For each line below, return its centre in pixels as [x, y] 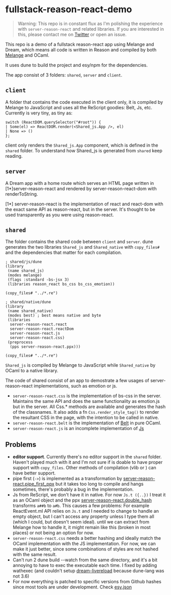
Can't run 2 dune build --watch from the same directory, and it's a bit [85, 560]
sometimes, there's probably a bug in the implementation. [73, 489]
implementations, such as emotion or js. [76, 386]
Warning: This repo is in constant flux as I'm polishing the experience [90, 23]
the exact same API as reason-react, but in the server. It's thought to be [80, 209]
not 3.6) [21, 576]
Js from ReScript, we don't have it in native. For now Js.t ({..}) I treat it [89, 495]
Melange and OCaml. [27, 55]
